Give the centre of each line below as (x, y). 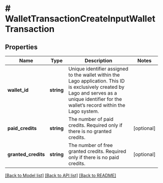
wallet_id (18, 90)
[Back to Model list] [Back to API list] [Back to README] (61, 175)
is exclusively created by (96, 87)
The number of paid (91, 119)
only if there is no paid (94, 157)
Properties (21, 47)
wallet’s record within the (97, 105)
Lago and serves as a (93, 93)
